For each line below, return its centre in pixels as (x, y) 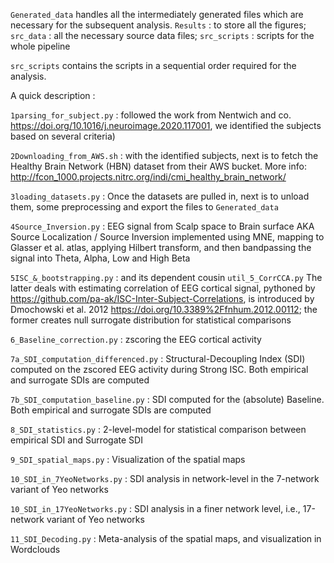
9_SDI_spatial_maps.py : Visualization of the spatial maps (128, 459)
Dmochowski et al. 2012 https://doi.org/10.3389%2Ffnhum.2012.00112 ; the (164, 309)
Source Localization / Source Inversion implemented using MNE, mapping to (167, 237)
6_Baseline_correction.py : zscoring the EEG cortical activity (136, 339)
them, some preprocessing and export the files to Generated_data (144, 207)
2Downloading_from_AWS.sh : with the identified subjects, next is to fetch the (164, 155)
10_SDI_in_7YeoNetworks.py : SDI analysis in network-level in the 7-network (165, 478)
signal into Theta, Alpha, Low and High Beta (100, 258)
